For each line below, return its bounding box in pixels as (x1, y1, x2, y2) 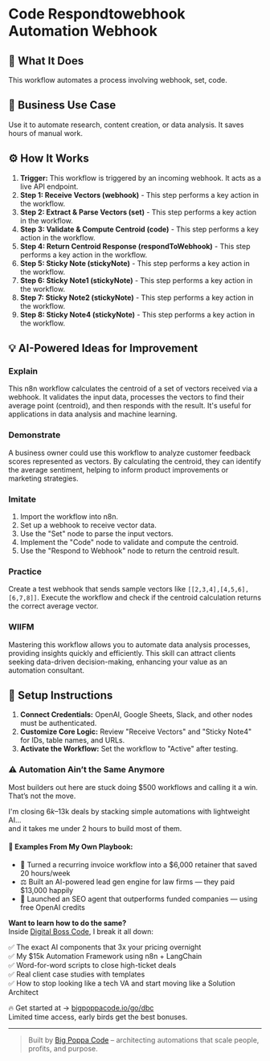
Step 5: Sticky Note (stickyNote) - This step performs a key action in (19, 258, 251, 268)
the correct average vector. (8, 601, 99, 611)
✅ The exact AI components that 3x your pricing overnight (8, 942, 202, 952)
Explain (8, 365, 39, 376)
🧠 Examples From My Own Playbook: (8, 842, 133, 852)
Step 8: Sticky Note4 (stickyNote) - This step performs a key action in (19, 309, 256, 319)
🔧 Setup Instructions (8, 688, 113, 702)
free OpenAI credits (19, 902, 86, 912)
